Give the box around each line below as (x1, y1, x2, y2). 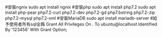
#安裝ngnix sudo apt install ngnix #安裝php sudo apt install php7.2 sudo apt (5, 4, 156, 10)
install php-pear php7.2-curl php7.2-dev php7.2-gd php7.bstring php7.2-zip (5, 10, 155, 15)
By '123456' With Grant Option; (5, 27, 67, 32)
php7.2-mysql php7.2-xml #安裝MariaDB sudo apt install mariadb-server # (5, 15, 153, 21)
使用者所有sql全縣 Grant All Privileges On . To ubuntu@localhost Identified (9, 21, 158, 27)
